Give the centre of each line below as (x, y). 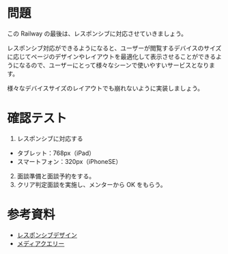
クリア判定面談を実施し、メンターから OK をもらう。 (91, 184)
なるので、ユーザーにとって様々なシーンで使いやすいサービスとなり (114, 65)
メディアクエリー (41, 243)
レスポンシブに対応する (50, 138)
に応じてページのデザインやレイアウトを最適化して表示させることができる (112, 56)
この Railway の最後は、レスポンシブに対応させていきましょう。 (97, 33)
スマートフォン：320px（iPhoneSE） (69, 161)
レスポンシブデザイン (47, 235)
